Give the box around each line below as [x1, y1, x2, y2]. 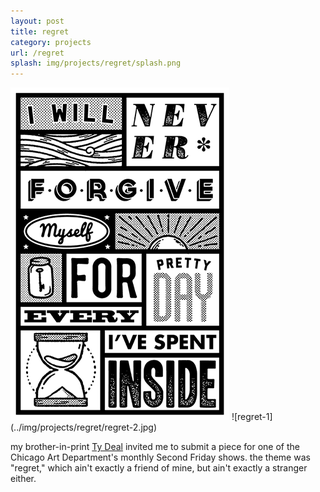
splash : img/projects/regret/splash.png [10, 58, 182, 69]
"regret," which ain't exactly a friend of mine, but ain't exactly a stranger [10, 462, 308, 474]
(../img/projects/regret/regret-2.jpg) [10, 421, 158, 434]
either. [10, 473, 37, 485]
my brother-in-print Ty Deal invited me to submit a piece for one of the [10, 441, 300, 453]
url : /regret [10, 48, 65, 58]
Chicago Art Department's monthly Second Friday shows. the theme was [10, 451, 311, 464]
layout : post [10, 16, 65, 26]
